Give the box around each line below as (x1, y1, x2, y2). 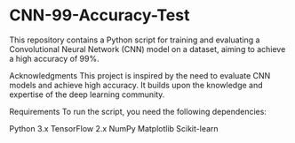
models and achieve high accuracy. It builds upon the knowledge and (9, 79, 264, 90)
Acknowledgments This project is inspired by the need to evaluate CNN (9, 70, 271, 80)
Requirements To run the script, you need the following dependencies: (9, 106, 267, 117)
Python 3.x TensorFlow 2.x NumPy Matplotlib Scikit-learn (9, 123, 219, 133)
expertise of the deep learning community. (9, 89, 165, 100)
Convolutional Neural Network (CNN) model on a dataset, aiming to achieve (9, 43, 286, 54)
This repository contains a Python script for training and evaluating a (9, 34, 260, 45)
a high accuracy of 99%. (9, 53, 100, 64)
